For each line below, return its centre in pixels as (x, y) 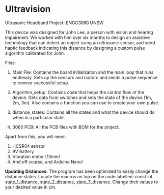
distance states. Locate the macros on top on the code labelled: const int (79, 176)
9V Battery (23, 151)
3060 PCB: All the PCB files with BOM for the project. (66, 127)
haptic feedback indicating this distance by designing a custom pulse (75, 48)
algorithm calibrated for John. (35, 53)
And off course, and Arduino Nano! (48, 162)
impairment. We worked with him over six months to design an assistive (78, 37)
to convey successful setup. (41, 83)
